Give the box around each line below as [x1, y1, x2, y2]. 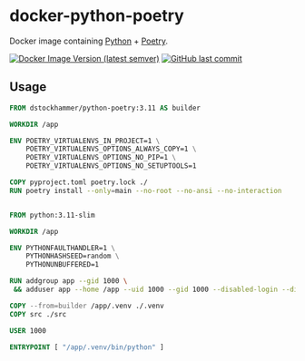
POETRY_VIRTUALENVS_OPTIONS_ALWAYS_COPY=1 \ [25, 144, 197, 154]
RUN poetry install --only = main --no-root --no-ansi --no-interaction [9, 186, 282, 195]
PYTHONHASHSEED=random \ [25, 251, 120, 261]
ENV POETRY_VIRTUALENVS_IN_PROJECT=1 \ [9, 136, 161, 145]
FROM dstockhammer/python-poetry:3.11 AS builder [9, 103, 202, 112]
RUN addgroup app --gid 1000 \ [9, 277, 128, 286]
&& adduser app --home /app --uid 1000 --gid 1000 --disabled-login [13, 285, 279, 294]
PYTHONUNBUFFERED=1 [25, 260, 100, 269]
